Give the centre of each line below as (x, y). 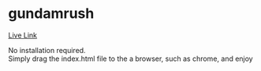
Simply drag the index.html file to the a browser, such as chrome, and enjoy (131, 59)
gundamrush (51, 14)
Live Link (23, 35)
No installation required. (47, 50)
